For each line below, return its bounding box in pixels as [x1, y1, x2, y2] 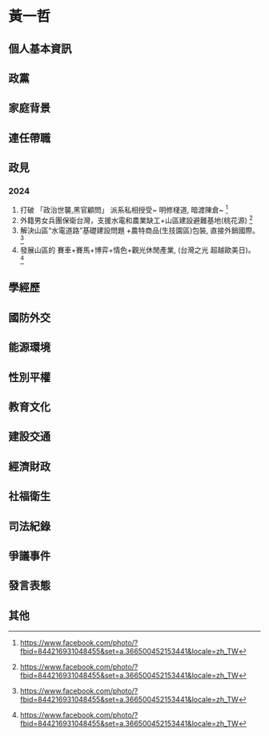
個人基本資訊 [8, 42, 72, 55]
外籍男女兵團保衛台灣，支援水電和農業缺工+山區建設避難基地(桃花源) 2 [19, 214, 254, 225]
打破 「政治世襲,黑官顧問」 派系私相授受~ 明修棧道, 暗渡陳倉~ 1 [19, 204, 228, 215]
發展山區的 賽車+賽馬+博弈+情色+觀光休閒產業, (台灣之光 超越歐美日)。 [19, 246, 255, 255]
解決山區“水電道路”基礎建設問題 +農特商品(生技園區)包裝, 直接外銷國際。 [19, 226, 260, 235]
